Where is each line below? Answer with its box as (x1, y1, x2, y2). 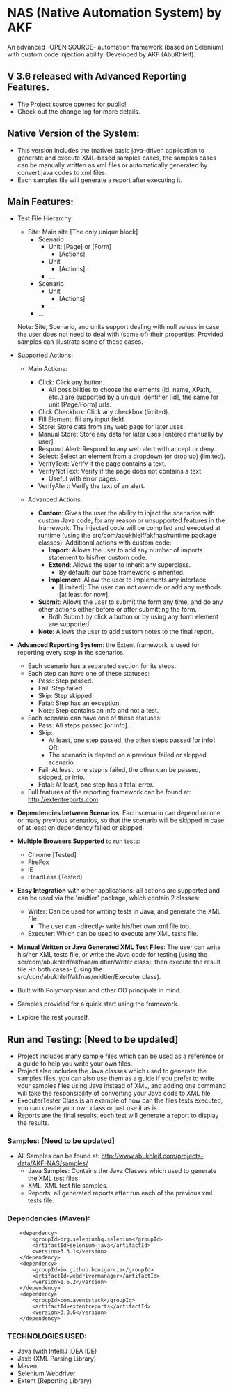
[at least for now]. (58, 591, 110, 599)
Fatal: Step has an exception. (38, 699, 122, 707)
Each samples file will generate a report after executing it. (17, 176, 183, 184)
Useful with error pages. (48, 474, 118, 483)
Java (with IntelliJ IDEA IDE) (17, 1347, 97, 1356)
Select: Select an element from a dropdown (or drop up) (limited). (38, 452, 226, 461)
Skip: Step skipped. (38, 692, 94, 700)
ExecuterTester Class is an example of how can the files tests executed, (17, 1096, 223, 1105)
